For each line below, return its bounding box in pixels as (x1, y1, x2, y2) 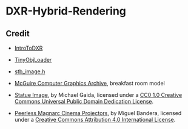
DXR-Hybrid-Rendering (5, 4, 127, 18)
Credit (5, 28, 30, 39)
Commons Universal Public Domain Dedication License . (14, 98, 154, 105)
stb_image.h (14, 68, 45, 75)
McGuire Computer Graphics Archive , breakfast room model (14, 80, 165, 87)
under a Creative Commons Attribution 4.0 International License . (14, 116, 176, 123)
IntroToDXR (14, 44, 43, 51)
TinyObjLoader (14, 56, 52, 63)
